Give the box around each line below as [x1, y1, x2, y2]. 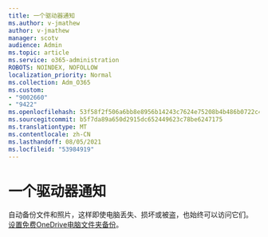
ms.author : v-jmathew [8, 19, 81, 27]
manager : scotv [8, 34, 59, 42]
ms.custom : [8, 85, 45, 94]
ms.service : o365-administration [8, 57, 120, 65]
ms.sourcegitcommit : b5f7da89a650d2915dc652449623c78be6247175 [8, 116, 223, 124]
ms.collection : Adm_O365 [8, 78, 91, 86]
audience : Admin [8, 41, 62, 49]
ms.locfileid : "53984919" [8, 145, 94, 153]
